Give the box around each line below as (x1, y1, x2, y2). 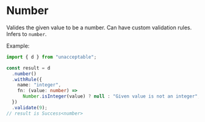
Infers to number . (6, 30, 47, 37)
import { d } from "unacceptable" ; (6, 54, 97, 60)
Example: (6, 42, 30, 49)
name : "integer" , (17, 82, 62, 88)
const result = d (6, 65, 51, 71)
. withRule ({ (12, 76, 43, 82)
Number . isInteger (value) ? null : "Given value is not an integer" (22, 93, 198, 99)
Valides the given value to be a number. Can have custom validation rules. (6, 24, 192, 31)
